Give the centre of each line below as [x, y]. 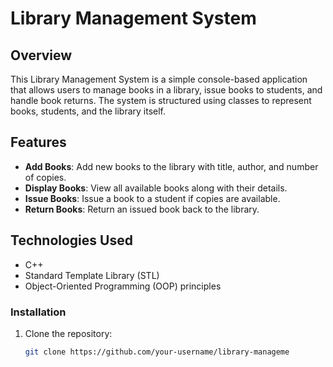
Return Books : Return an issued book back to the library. [142, 209]
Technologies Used [71, 240]
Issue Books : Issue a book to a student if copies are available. [152, 198]
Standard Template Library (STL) [92, 275]
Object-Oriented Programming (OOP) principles [123, 286]
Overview [41, 55]
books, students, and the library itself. [88, 111]
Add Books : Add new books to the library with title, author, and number [171, 166]
